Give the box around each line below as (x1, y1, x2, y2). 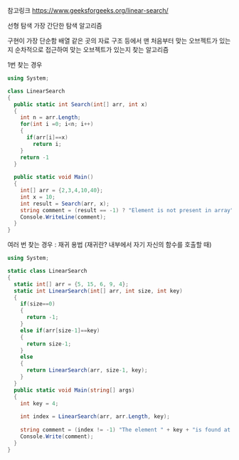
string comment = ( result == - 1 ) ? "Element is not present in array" (20, 207, 234, 214)
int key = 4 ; (20, 399, 59, 407)
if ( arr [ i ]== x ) (26, 134, 69, 141)
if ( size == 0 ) (20, 300, 55, 308)
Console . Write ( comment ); (20, 433, 94, 440)
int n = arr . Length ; (20, 114, 81, 121)
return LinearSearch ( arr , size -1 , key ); (26, 367, 148, 374)
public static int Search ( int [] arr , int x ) (14, 100, 148, 108)
